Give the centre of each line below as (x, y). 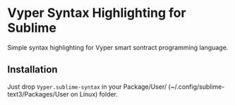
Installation (32, 69)
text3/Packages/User (38, 94)
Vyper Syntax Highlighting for (97, 13)
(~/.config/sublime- (197, 87)
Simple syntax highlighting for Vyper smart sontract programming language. (118, 47)
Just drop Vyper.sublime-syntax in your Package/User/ (87, 87)
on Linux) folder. (94, 94)
